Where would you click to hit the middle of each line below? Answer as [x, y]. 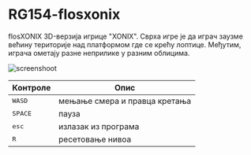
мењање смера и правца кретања [125, 101]
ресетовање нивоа [95, 139]
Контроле [32, 87]
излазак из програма [99, 126]
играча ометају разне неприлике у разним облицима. [99, 53]
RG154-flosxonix [64, 15]
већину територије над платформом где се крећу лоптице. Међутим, [125, 44]
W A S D [20, 101]
